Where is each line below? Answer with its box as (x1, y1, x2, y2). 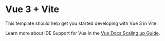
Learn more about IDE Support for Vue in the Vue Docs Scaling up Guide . (5, 30, 160, 36)
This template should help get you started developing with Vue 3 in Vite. (5, 20, 158, 26)
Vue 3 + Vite (5, 4, 60, 15)
